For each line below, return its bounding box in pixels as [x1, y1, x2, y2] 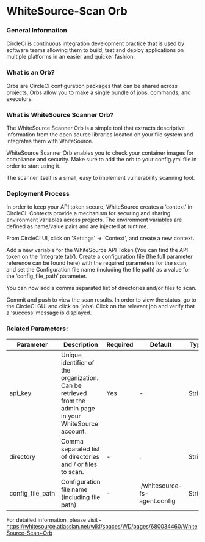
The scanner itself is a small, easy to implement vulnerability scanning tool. [6, 174, 195, 182]
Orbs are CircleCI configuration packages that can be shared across [6, 82, 178, 89]
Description [63, 340, 99, 349]
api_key [9, 388, 32, 397]
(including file [60, 492, 101, 501]
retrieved [60, 388, 87, 397]
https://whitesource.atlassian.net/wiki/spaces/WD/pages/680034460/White [6, 522, 198, 530]
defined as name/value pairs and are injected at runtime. [6, 223, 148, 230]
